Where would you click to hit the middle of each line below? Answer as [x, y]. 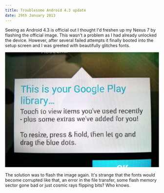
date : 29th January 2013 [30, 15]
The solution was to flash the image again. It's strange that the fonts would [80, 175]
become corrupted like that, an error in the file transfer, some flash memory [81, 180]
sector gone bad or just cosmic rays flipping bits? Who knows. [68, 185]
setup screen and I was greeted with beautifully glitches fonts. [68, 45]
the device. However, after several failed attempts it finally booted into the [79, 40]
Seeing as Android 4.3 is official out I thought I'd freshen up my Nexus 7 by [81, 30]
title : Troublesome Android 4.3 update [46, 10]
